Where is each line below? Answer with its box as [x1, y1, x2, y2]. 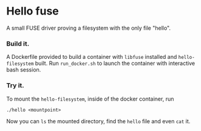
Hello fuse [6, 4, 59, 18]
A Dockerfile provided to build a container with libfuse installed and [6, 53, 177, 61]
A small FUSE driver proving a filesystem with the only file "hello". [6, 24, 171, 32]
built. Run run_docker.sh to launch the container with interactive [35, 59, 196, 67]
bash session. [6, 66, 41, 73]
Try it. [6, 81, 24, 90]
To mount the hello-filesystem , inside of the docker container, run [6, 95, 174, 102]
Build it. [6, 39, 29, 48]
